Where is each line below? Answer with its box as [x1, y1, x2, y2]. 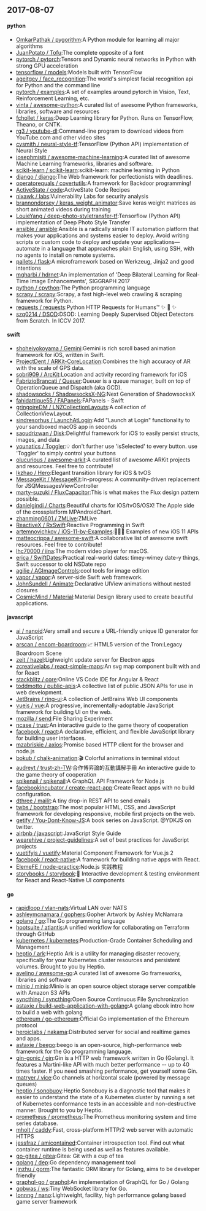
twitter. [15, 823, 34, 830]
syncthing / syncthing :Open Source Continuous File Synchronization [15, 995, 189, 1003]
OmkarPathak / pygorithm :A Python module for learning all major [15, 36, 180, 43]
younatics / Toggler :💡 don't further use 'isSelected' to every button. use [15, 442, 198, 450]
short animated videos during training [15, 205, 111, 213]
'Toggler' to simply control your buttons [15, 449, 116, 457]
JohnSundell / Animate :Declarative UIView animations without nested [15, 580, 191, 587]
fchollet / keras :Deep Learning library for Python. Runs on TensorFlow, [15, 114, 194, 122]
